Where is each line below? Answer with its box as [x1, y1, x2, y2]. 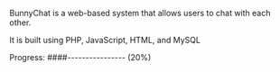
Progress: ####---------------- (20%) [9, 52, 152, 62]
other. [9, 17, 32, 28]
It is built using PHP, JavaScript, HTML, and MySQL [9, 35, 201, 45]
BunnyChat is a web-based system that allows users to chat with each [9, 8, 271, 18]
